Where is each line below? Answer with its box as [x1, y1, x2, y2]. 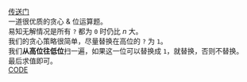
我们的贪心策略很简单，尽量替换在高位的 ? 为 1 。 [8, 36, 168, 46]
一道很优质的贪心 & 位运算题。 [8, 17, 107, 26]
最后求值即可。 [8, 56, 57, 65]
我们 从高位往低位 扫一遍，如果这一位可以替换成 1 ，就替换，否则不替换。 [8, 47, 244, 55]
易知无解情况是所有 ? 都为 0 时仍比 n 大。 [8, 27, 143, 35]
